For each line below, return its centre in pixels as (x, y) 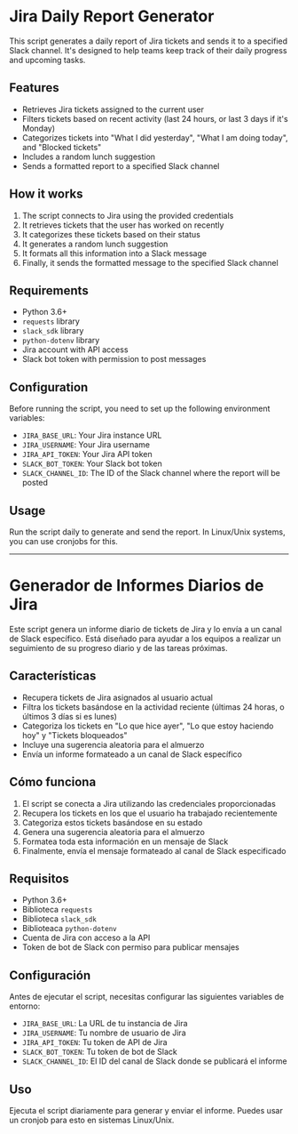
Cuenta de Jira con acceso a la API (86, 938)
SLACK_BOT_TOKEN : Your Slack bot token (92, 463)
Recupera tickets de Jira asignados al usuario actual (117, 697)
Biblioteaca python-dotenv (69, 929)
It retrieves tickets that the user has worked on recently (123, 225)
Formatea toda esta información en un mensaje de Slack (125, 841)
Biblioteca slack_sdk (59, 919)
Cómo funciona (53, 782)
